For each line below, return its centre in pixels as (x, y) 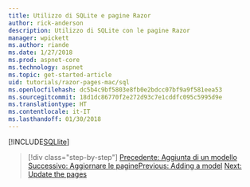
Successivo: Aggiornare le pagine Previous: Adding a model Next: (135, 166)
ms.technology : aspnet (46, 68)
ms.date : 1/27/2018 (41, 53)
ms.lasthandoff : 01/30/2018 (55, 119)
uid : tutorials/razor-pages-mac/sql (69, 82)
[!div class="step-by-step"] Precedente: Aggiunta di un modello (132, 157)
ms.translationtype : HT (48, 104)
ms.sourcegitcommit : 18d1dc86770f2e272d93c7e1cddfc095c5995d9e (115, 97)
